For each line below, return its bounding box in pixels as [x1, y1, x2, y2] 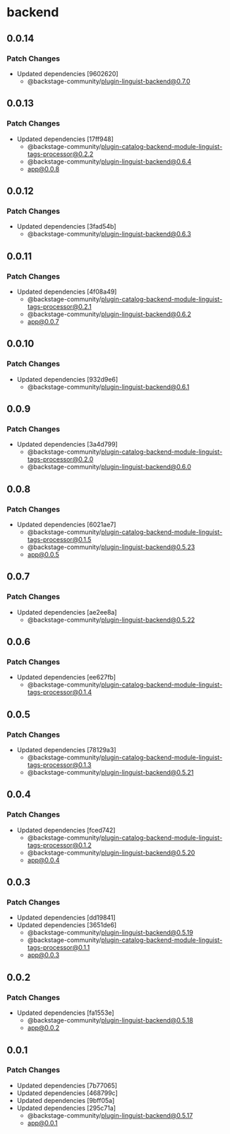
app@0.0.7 [27, 317, 59, 325]
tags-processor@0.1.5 [27, 536, 92, 543]
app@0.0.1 [27, 1118, 58, 1127]
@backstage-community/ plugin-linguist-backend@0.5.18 [27, 1016, 193, 1025]
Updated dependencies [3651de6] [16, 921, 117, 929]
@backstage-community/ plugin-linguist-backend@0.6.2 [27, 310, 192, 318]
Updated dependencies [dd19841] [16, 913, 116, 922]
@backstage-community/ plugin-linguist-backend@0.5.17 [27, 1111, 193, 1119]
